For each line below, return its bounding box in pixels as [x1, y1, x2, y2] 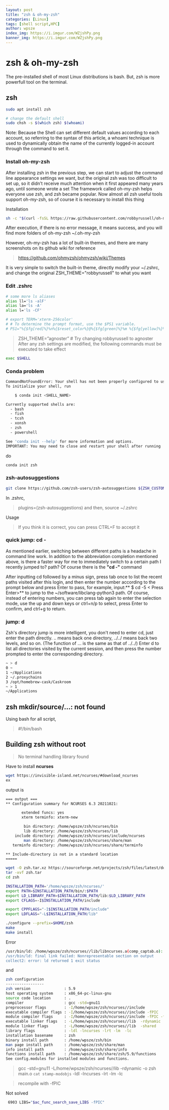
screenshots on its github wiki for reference [6, 245, 96, 251]
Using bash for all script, [6, 716, 57, 722]
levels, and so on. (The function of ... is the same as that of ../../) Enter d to [6, 640, 159, 646]
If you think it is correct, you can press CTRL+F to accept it [18, 524, 140, 530]
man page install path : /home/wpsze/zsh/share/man [6, 1042, 125, 1047]
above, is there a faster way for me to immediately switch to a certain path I [6, 559, 161, 565]
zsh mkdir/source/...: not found [6, 703, 106, 711]
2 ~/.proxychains [6, 675, 42, 680]
